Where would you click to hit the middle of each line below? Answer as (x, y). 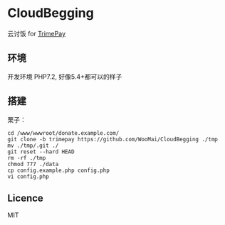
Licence (26, 198)
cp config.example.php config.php (59, 170)
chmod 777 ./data (33, 164)
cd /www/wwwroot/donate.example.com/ (63, 133)
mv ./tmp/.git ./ (33, 146)
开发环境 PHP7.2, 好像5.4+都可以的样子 (65, 77)
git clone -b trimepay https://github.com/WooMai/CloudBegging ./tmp (113, 139)
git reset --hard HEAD (41, 152)
